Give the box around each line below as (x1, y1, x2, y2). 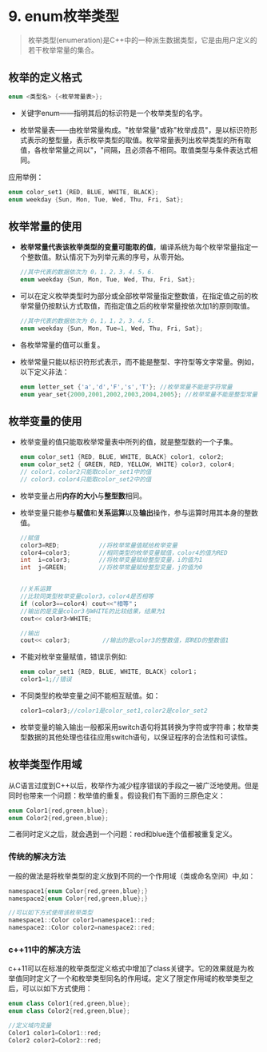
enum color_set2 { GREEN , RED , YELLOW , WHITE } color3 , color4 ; (19, 460, 236, 468)
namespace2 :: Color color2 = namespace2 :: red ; (8, 924, 156, 932)
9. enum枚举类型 (8, 7, 120, 26)
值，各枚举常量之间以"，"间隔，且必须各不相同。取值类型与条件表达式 (19, 145, 251, 154)
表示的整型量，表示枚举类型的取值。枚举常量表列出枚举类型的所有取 (26, 135, 252, 145)
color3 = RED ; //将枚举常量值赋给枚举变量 (19, 541, 178, 549)
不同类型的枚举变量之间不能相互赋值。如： (19, 691, 161, 700)
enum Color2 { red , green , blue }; (8, 814, 110, 822)
